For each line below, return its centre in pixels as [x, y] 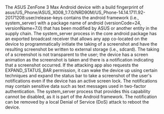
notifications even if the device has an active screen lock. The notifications [81, 81]
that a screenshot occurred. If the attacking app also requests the [72, 65]
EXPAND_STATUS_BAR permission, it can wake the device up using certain [82, 70]
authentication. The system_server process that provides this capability [78, 91]
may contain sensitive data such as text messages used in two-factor [76, 86]
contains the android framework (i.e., [101, 18]
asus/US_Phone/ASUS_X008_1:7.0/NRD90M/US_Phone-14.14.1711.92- [75, 12]
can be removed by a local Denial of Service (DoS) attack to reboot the [77, 102]
